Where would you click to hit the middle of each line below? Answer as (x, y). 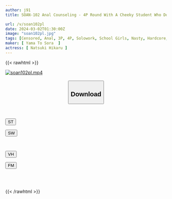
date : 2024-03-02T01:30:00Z (35, 29)
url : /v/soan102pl (25, 24)
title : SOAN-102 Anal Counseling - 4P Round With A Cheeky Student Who (83, 15)
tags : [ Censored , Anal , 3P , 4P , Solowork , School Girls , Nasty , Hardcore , (87, 38)
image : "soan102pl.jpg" (31, 34)
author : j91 (18, 10)
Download (86, 94)
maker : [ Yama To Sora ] (33, 43)
